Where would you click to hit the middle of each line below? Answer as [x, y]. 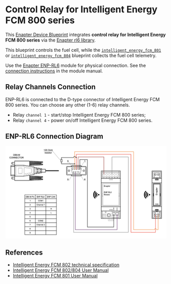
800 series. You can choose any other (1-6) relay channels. [68, 105]
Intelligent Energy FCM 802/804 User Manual [61, 270]
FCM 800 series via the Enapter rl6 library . [50, 40]
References [24, 252]
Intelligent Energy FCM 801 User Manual [55, 276]
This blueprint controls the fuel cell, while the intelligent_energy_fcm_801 [83, 50]
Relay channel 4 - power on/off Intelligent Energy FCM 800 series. [82, 120]
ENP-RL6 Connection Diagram [54, 136]
